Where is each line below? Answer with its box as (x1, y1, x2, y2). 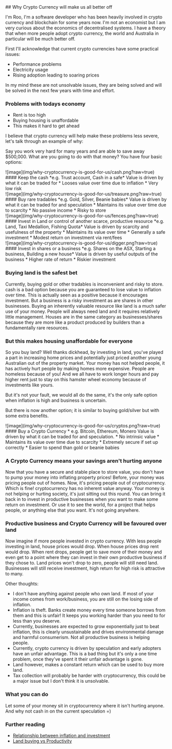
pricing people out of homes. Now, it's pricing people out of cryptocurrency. (5, 480, 166, 486)
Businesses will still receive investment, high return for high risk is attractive (5, 565, 165, 571)
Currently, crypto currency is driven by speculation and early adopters (12, 645, 161, 651)
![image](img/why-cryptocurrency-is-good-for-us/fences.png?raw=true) (5, 213, 159, 219)
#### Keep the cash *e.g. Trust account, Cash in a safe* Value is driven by (5, 175, 164, 181)
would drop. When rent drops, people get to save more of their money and (5, 549, 162, 555)
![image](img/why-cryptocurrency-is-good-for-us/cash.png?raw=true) (5, 169, 155, 175)
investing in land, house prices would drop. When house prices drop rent (5, 544, 159, 550)
